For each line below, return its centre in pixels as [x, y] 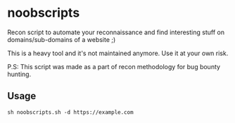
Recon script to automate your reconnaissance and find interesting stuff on [116, 32]
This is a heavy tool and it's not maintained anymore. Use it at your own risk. [118, 53]
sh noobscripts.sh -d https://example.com [70, 112]
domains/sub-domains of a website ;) [62, 39]
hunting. [19, 74]
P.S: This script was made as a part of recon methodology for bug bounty [114, 66]
